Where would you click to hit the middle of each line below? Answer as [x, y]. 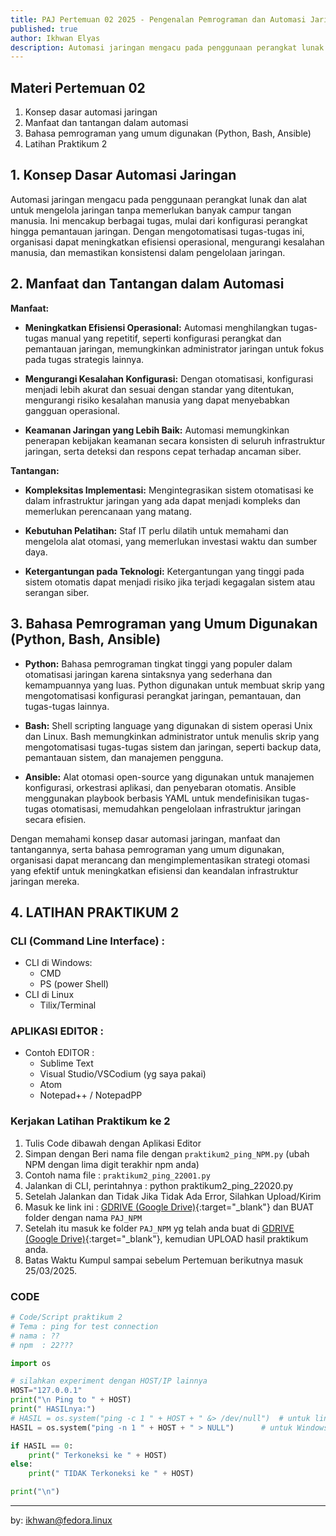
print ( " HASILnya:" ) [53, 1409]
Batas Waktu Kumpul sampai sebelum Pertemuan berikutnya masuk [164, 1260]
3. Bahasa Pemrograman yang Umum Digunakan [164, 624]
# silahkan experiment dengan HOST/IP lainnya [109, 1381]
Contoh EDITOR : [59, 1053]
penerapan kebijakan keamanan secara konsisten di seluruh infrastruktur [175, 440]
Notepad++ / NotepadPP [91, 1095]
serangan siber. [57, 592]
